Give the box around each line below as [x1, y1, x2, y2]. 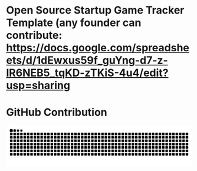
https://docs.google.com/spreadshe [6, 41, 190, 55]
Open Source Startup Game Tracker [6, 4, 185, 17]
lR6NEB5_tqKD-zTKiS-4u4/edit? [6, 66, 169, 80]
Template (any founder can [6, 16, 142, 29]
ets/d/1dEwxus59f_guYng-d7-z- [6, 54, 168, 67]
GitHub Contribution [6, 106, 107, 119]
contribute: [6, 29, 63, 42]
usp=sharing [6, 79, 71, 92]
